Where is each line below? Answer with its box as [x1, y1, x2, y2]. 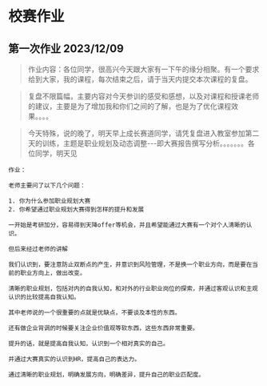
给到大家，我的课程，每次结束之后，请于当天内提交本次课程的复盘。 [27, 74, 253, 84]
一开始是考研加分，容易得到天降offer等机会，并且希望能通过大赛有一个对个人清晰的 [8, 221, 246, 229]
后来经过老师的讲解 [14, 245, 68, 253]
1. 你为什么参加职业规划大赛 [8, 197, 91, 205]
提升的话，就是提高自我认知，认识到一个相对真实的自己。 [8, 340, 169, 348]
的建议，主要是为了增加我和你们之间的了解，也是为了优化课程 [27, 102, 232, 111]
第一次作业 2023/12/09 [8, 42, 124, 55]
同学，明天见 [34, 149, 78, 158]
